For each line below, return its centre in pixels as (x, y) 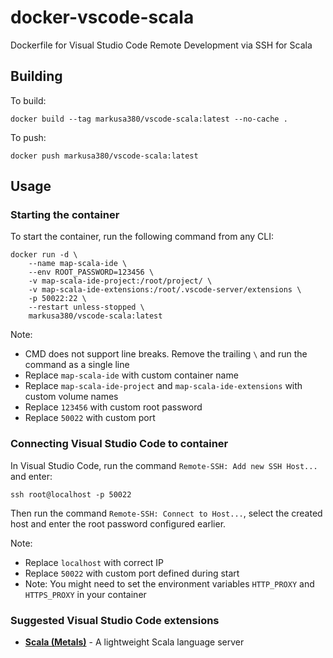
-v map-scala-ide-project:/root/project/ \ (120, 281)
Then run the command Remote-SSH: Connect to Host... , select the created (166, 513)
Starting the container (65, 215)
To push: (28, 137)
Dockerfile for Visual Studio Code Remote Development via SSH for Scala (161, 45)
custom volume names (71, 397)
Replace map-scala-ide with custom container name (131, 375)
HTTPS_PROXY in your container (85, 594)
